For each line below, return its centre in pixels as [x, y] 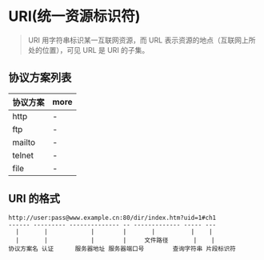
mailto [24, 142]
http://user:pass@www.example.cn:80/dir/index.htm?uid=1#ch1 [112, 218]
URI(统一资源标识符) [74, 16]
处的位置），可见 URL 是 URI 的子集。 [88, 50]
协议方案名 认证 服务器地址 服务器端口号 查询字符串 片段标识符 [122, 249]
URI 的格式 [34, 199]
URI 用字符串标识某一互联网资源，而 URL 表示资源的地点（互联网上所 [142, 40]
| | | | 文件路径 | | [115, 240]
